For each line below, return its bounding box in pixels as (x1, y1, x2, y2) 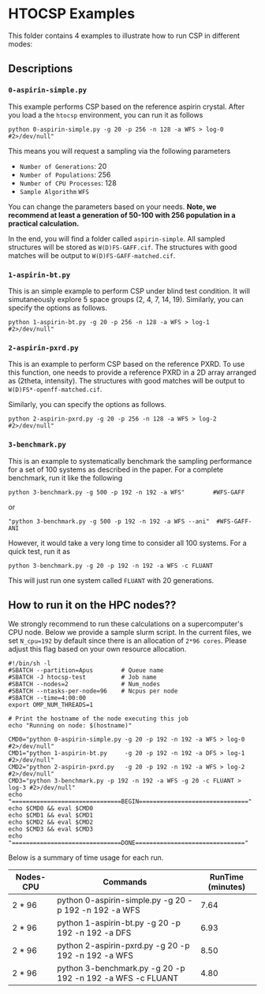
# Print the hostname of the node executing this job (8, 715, 189, 723)
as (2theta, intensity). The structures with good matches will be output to (8, 376, 245, 386)
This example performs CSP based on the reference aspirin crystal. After (8, 102, 245, 111)
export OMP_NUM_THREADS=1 (8, 701, 93, 709)
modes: (8, 39, 33, 48)
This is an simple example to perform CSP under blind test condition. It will (8, 286, 251, 296)
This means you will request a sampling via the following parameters (8, 146, 231, 155)
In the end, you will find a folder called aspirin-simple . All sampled (8, 234, 226, 243)
